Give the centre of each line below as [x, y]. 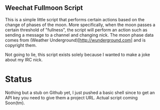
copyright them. [21, 45]
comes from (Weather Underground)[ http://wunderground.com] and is [75, 40]
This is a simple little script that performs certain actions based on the [75, 19]
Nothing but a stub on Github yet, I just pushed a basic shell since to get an [80, 92]
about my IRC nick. [24, 59]
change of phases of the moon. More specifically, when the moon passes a [80, 25]
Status [19, 79]
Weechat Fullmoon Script [44, 8]
